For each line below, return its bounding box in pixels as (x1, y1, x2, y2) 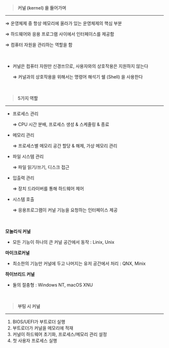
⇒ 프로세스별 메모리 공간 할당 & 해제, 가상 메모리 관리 (12, 143, 118, 149)
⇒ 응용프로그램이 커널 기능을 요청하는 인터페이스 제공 (12, 207, 118, 213)
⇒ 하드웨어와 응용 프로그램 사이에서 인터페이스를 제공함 (5, 31, 115, 37)
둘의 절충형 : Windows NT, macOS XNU (12, 282, 93, 288)
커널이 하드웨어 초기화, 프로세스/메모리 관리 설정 (12, 331, 107, 337)
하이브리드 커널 (5, 271, 35, 277)
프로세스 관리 (12, 111, 39, 116)
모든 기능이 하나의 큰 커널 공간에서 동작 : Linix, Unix (12, 239, 115, 245)
